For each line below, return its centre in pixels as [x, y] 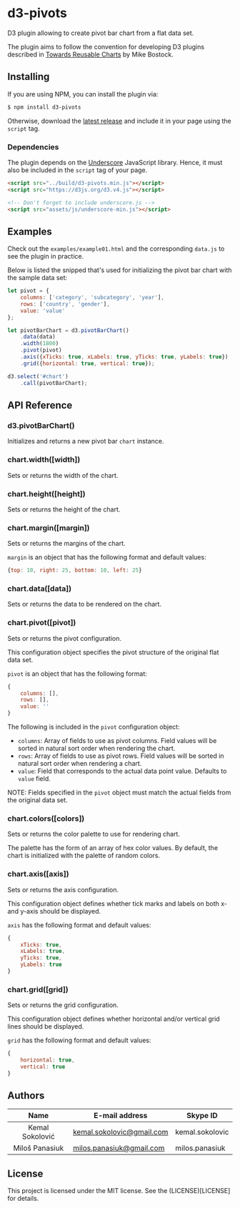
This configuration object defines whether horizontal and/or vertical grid [114, 1019]
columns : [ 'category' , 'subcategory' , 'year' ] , [92, 298]
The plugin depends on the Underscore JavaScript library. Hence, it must [115, 162]
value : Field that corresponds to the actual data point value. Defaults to [122, 771]
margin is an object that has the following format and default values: [107, 557]
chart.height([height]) [46, 494]
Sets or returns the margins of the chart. [67, 544]
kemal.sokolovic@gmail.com [120, 1132]
